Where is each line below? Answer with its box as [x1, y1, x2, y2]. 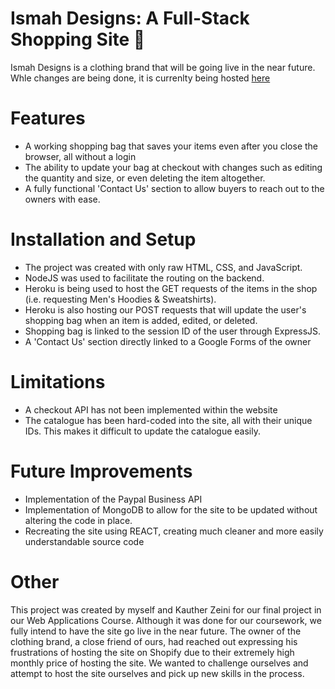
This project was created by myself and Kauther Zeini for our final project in [10, 603, 322, 616]
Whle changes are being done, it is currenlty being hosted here [10, 72, 271, 84]
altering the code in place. [24, 514, 133, 526]
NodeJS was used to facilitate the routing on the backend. [24, 272, 265, 284]
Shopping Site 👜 [10, 28, 146, 51]
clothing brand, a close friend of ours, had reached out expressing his [10, 635, 298, 647]
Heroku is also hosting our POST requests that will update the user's [24, 303, 307, 316]
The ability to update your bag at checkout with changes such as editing [24, 161, 323, 173]
